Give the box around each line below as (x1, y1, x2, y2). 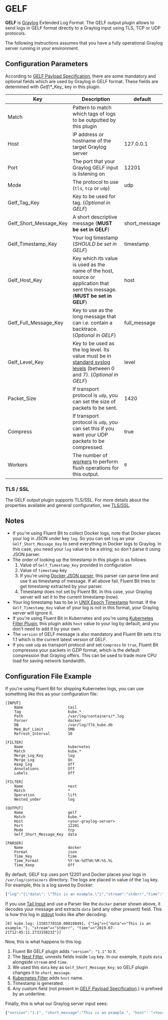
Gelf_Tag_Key (7, 199, 40, 206)
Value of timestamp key (19, 567, 67, 573)
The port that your (72, 158, 115, 165)
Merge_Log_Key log (14, 753, 75, 758)
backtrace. (72, 325, 98, 332)
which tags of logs (72, 110, 116, 117)
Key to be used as (72, 340, 115, 347)
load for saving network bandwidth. (12, 658, 86, 664)
